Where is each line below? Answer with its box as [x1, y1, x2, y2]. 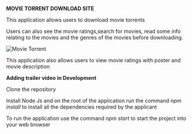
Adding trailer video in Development [6, 75, 97, 81]
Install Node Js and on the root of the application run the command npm [6, 97, 182, 104]
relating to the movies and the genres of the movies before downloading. [6, 34, 183, 41]
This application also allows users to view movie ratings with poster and [6, 57, 181, 63]
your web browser [6, 121, 51, 128]
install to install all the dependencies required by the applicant [6, 103, 157, 110]
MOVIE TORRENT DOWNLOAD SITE [6, 5, 95, 12]
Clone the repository [6, 86, 56, 93]
